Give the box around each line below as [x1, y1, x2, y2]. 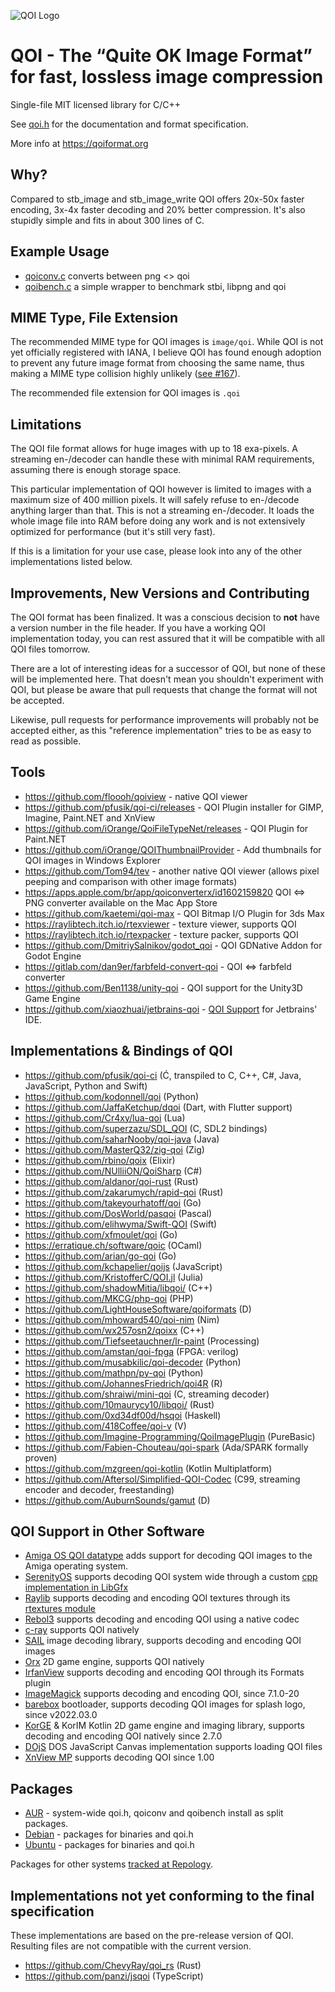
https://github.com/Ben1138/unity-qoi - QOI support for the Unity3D [24, 981, 303, 994]
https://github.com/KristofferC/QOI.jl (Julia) [24, 1271, 204, 1283]
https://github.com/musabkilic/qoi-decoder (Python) [24, 1356, 242, 1368]
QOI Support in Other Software [10, 1523, 205, 1540]
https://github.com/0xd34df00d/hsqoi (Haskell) [24, 1409, 222, 1421]
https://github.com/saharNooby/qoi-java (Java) [24, 1133, 220, 1145]
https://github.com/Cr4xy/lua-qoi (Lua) [24, 1111, 186, 1124]
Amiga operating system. [24, 1560, 129, 1572]
